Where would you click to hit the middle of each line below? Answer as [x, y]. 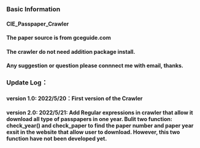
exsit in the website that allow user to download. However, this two [93, 132]
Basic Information [33, 9]
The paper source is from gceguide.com [59, 38]
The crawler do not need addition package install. [71, 51]
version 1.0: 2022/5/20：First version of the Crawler [75, 98]
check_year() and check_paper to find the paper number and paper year [100, 126]
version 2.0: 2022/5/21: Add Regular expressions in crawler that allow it [100, 113]
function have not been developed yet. [57, 139]
